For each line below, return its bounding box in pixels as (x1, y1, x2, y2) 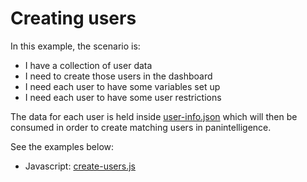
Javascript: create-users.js (24, 160, 136, 172)
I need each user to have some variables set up (24, 80, 221, 92)
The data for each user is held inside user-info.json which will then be (10, 110, 298, 122)
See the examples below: (10, 140, 115, 152)
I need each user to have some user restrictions (24, 91, 222, 103)
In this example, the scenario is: (10, 40, 141, 52)
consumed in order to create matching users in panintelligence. (10, 121, 272, 133)
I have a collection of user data (24, 59, 153, 71)
